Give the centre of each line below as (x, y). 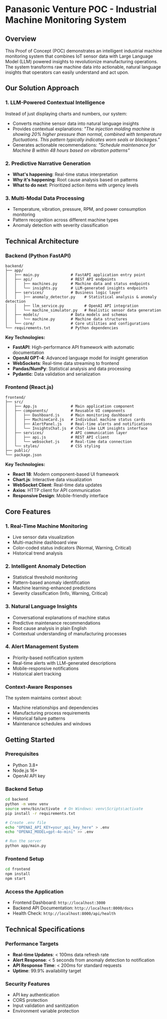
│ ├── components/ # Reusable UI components (65, 411)
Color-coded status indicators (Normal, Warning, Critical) (72, 547)
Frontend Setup (25, 859)
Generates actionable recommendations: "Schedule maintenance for (84, 145)
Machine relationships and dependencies (55, 708)
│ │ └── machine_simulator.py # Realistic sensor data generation (83, 310)
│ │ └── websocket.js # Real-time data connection (69, 442)
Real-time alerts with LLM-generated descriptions (64, 663)
